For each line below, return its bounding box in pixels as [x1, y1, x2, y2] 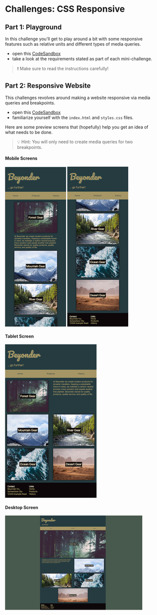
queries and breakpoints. [5, 99, 55, 106]
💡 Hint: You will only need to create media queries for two [17, 139, 133, 145]
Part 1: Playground [5, 23, 62, 31]
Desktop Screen [5, 504, 39, 510]
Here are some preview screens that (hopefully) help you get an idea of [5, 124, 149, 130]
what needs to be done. [5, 129, 53, 135]
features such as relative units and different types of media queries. [5, 41, 141, 47]
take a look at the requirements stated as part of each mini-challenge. [12, 56, 153, 62]
